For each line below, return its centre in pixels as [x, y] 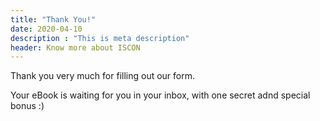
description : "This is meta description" [100, 38]
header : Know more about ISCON [75, 47]
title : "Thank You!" [53, 19]
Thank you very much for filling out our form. [103, 76]
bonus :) [27, 106]
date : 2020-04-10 [46, 29]
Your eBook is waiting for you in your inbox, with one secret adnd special [160, 95]
